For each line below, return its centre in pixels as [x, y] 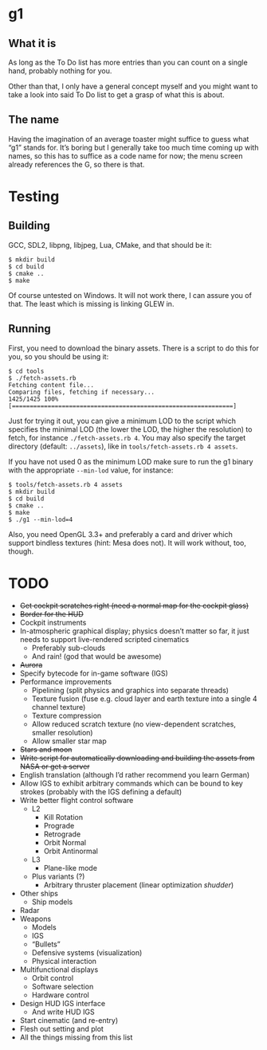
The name [34, 120]
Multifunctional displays [59, 970]
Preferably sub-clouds [69, 648]
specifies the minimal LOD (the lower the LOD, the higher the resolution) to [130, 429]
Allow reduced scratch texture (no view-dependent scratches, [134, 724]
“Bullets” [46, 944]
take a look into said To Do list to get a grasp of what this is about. [116, 95]
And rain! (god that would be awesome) [96, 656]
